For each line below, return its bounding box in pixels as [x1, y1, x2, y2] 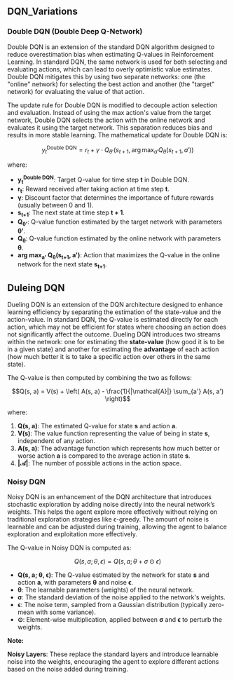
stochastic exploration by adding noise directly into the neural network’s [7, 501, 215, 509]
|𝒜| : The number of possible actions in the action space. [17, 459, 182, 468]
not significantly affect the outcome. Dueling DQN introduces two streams [7, 330, 221, 339]
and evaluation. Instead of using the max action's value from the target [7, 108, 212, 116]
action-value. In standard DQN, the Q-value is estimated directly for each [7, 315, 219, 324]
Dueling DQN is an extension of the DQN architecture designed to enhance [7, 301, 223, 309]
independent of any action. [17, 437, 96, 445]
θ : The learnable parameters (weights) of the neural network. [17, 585, 194, 594]
